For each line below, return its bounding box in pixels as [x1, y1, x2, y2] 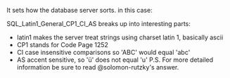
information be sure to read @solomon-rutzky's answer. [16, 63, 179, 71]
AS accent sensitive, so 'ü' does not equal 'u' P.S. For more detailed [16, 56, 214, 64]
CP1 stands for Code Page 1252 [16, 41, 108, 48]
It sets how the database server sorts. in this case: [6, 6, 153, 14]
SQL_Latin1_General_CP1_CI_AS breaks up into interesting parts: [6, 20, 191, 27]
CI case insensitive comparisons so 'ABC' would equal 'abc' [16, 48, 191, 56]
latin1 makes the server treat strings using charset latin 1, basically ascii [16, 33, 224, 41]
